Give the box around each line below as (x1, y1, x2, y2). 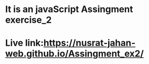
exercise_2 (5, 14, 52, 26)
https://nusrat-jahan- (43, 37, 136, 49)
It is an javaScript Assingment (5, 4, 133, 15)
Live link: (5, 37, 44, 49)
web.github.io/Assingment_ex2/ (5, 48, 144, 59)
